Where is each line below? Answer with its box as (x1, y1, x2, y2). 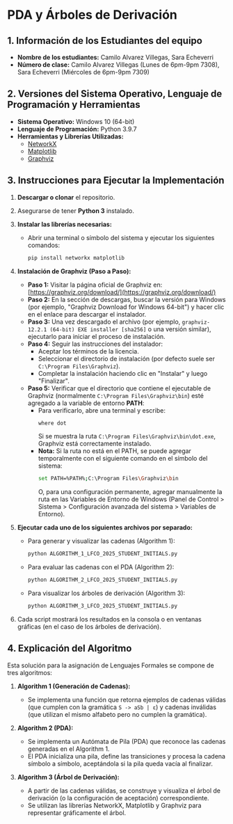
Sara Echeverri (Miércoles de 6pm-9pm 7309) (17, 68, 150, 76)
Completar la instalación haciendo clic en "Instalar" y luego (38, 369, 208, 377)
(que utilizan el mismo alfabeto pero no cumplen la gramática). (27, 710, 207, 718)
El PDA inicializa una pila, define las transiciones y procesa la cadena (27, 752, 226, 760)
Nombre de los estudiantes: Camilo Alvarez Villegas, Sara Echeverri (17, 53, 214, 61)
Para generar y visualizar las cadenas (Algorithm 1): (27, 537, 175, 546)
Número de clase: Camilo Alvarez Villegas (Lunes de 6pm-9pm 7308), (17, 61, 220, 69)
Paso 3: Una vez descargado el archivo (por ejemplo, (27, 317, 181, 326)
